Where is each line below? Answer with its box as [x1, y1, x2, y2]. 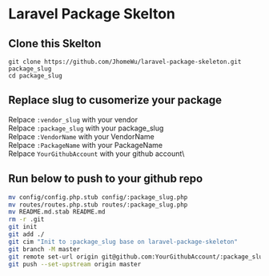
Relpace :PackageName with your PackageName [8, 140, 163, 150]
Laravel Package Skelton [8, 5, 176, 23]
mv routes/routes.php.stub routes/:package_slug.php [8, 201, 188, 209]
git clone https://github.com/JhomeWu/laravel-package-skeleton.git [8, 58, 242, 66]
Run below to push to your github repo [8, 172, 203, 186]
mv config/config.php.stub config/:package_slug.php [8, 193, 188, 201]
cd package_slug [8, 72, 62, 80]
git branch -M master [8, 245, 81, 253]
